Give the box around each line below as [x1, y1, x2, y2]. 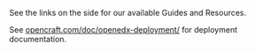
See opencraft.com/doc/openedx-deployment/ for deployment [9, 25, 237, 34]
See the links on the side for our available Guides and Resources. [9, 8, 247, 18]
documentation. [9, 34, 67, 44]
